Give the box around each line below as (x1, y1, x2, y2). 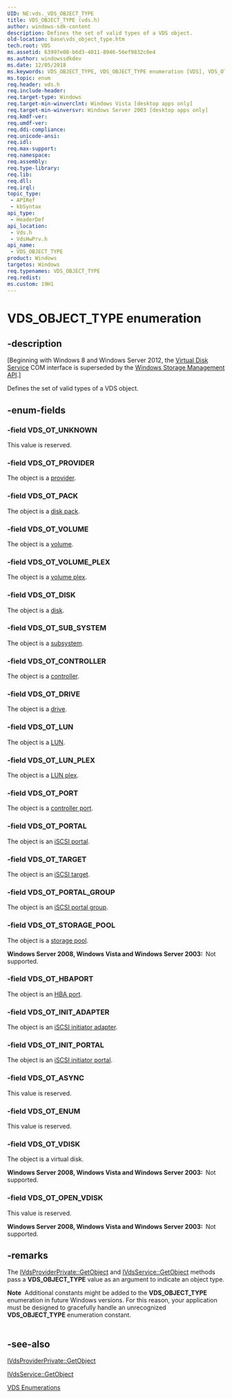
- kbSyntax (10, 204, 41, 210)
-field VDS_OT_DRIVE (7, 690, 81, 699)
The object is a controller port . (7, 804, 93, 812)
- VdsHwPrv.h (10, 235, 48, 242)
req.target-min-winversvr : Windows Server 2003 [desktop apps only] (7, 107, 209, 114)
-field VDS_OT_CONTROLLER (7, 656, 106, 665)
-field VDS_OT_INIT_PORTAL (7, 1040, 105, 1050)
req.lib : (7, 171, 32, 178)
